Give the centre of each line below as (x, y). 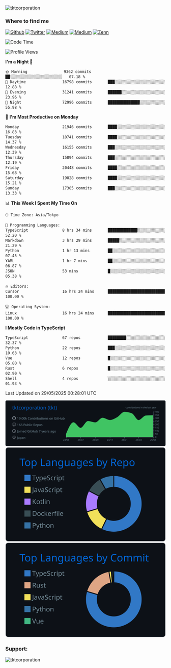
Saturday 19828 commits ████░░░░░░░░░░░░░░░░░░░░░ (85, 178)
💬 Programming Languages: (33, 225)
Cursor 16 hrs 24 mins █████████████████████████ (85, 292)
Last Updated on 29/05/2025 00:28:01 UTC (51, 393)
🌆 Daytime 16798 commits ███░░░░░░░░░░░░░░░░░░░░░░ (85, 82)
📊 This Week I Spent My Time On (41, 203)
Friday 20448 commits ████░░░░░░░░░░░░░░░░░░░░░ (85, 168)
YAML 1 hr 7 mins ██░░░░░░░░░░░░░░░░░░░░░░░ (85, 261)
